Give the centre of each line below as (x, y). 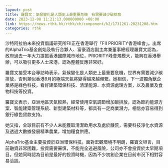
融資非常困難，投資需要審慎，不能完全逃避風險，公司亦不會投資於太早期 (84, 148)
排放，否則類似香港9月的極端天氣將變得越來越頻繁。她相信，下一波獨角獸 (81, 79)
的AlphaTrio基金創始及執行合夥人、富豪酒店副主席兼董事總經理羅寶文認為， (83, 49)
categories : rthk (23, 28)
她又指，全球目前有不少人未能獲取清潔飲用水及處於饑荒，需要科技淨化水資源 (84, 125)
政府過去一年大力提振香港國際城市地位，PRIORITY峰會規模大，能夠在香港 (81, 56)
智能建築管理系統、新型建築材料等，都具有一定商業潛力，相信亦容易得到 (88, 108)
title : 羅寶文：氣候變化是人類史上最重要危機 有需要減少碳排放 (63, 14)
